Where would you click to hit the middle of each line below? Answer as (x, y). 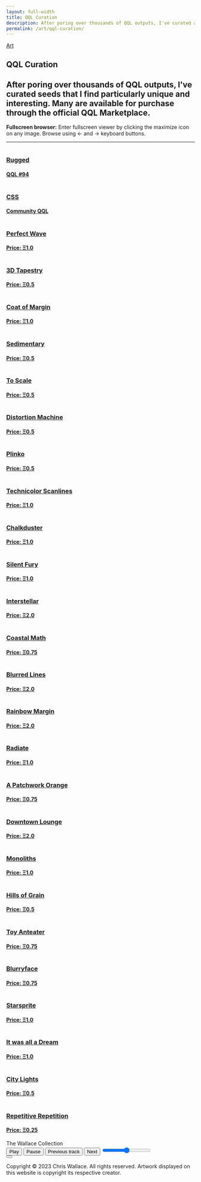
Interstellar (22, 601)
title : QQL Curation (32, 17)
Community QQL (28, 211)
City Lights (22, 1079)
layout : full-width (31, 12)
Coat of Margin (28, 307)
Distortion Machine (35, 417)
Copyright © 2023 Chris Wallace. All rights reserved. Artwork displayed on (98, 1166)
